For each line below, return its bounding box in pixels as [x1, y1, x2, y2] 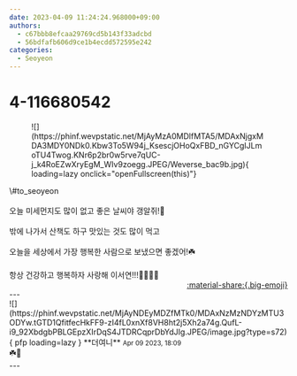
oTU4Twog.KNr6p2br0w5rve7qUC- [31, 150, 161, 160]
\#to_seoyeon [9, 185, 59, 196]
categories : [9, 46, 53, 55]
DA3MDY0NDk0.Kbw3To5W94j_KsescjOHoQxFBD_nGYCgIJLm [31, 140, 263, 150]
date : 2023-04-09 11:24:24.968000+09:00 [9, 12, 161, 22]
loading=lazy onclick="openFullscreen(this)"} [31, 168, 197, 179]
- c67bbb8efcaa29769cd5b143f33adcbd [17, 29, 152, 38]
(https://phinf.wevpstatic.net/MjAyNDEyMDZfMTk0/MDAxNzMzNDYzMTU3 [9, 307, 285, 318]
